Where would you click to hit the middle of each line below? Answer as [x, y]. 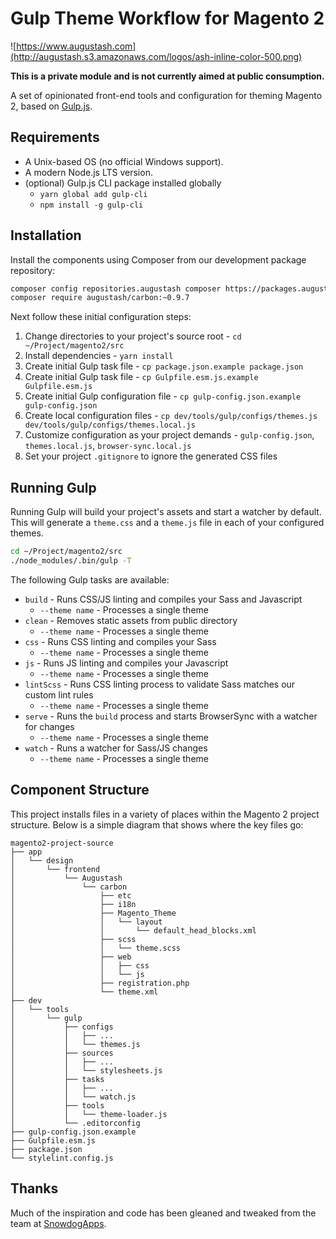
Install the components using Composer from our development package [158, 259]
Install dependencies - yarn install [99, 356]
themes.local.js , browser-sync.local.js [108, 446]
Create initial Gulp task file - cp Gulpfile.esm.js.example [141, 377]
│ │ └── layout [86, 922]
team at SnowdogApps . [58, 1223]
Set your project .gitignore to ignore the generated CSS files [151, 456]
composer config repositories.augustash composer [116, 288]
